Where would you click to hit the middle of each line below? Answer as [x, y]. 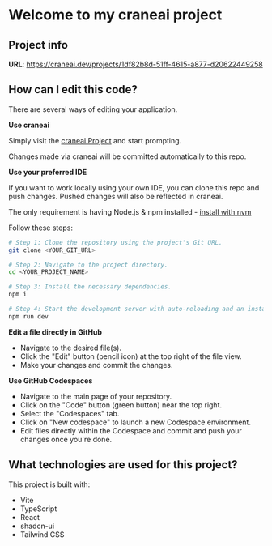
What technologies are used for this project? [123, 465]
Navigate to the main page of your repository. [96, 396]
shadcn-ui [37, 526]
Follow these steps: [40, 228]
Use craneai [29, 125]
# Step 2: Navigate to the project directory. [88, 265]
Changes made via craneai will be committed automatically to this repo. [127, 156]
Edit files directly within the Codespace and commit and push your [131, 430]
